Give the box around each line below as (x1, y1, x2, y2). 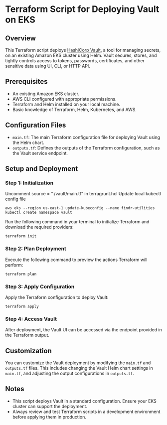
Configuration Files (5, 121, 66, 130)
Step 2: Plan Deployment (5, 245, 66, 252)
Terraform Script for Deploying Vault (5, 3, 160, 15)
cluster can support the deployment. (12, 403, 88, 409)
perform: (5, 262, 23, 268)
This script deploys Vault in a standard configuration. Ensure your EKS (12, 398, 157, 404)
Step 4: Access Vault (5, 315, 57, 322)
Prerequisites (5, 77, 48, 86)
